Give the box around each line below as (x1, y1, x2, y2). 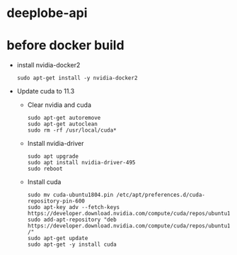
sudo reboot (27, 165, 63, 173)
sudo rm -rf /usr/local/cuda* (27, 127, 117, 134)
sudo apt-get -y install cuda (27, 241, 117, 249)
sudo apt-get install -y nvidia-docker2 (16, 74, 138, 82)
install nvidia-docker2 (16, 61, 81, 69)
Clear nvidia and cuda (27, 101, 92, 109)
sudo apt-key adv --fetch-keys (27, 204, 120, 211)
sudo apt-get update (27, 235, 88, 242)
